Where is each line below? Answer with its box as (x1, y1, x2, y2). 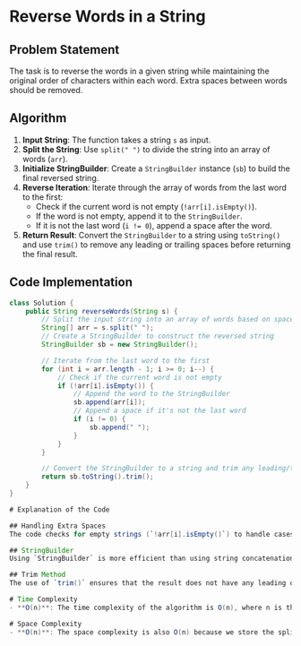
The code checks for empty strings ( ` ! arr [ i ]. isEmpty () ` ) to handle (9, 530, 271, 538)
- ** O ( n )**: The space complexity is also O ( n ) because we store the (9, 627, 275, 637)
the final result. (21, 248, 78, 259)
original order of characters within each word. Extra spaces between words (9, 75, 288, 86)
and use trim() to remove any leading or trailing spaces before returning (21, 239, 291, 250)
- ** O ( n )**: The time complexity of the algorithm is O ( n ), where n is (9, 603, 282, 612)
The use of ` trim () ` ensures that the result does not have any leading (9, 579, 287, 588)
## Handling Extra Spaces (9, 521, 106, 530)
